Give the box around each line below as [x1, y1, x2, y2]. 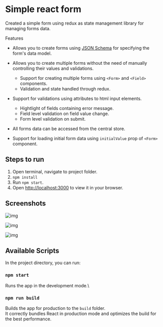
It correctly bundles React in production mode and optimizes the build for [5, 310, 156, 316]
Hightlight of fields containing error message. [20, 105, 114, 111]
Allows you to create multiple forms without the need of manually [12, 60, 147, 66]
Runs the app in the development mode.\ [5, 282, 89, 288]
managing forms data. [5, 25, 51, 31]
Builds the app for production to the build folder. [5, 305, 106, 311]
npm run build [5, 295, 40, 301]
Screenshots [5, 199, 46, 208]
